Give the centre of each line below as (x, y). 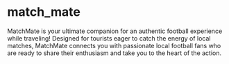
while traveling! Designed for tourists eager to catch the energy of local (109, 38)
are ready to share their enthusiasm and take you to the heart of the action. (114, 53)
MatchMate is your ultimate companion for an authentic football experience (115, 31)
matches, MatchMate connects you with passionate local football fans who (114, 45)
